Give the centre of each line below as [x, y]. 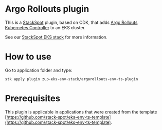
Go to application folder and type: [39, 70]
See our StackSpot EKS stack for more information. [56, 37]
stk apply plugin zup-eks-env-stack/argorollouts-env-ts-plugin [72, 79]
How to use [28, 57]
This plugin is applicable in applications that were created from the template [81, 112]
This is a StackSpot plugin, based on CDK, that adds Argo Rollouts [71, 22]
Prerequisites [33, 99]
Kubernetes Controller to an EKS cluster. [45, 27]
